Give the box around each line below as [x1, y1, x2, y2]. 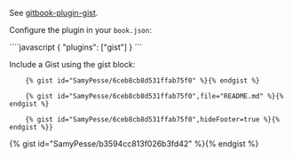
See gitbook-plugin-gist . [9, 8, 99, 18]
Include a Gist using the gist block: [9, 59, 136, 69]
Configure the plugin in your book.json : [9, 25, 153, 35]
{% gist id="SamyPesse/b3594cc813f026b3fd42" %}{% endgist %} [9, 138, 259, 149]
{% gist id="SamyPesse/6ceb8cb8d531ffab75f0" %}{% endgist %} [25, 76, 260, 85]
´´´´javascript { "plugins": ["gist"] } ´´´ [9, 42, 143, 52]
